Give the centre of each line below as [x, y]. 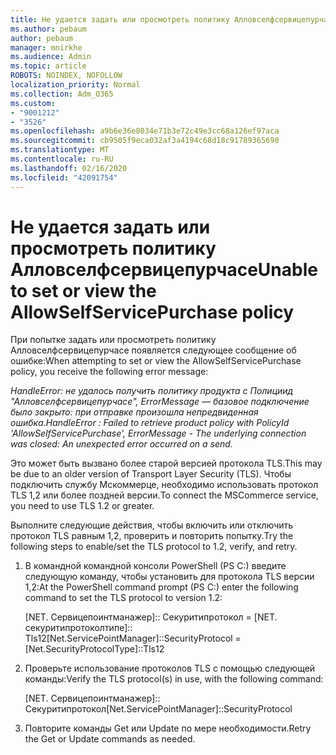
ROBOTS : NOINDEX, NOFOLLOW [66, 76]
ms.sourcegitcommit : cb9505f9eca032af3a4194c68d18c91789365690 [145, 141]
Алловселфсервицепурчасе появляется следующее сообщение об [153, 350]
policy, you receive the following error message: [109, 372]
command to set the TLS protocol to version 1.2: [123, 598]
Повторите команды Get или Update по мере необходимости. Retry [168, 728]
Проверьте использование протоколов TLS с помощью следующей [170, 668]
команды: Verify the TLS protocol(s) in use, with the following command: [174, 679]
